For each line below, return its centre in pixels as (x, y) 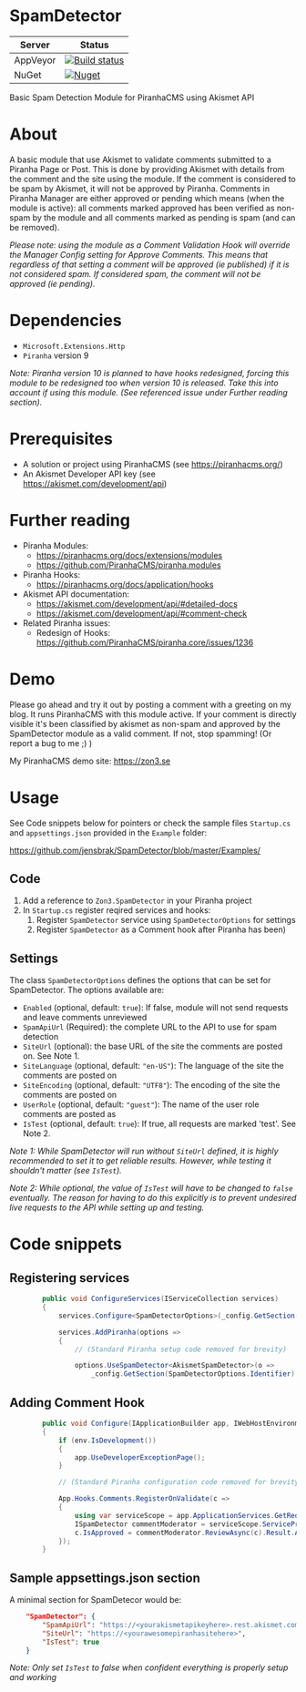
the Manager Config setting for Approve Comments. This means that (139, 254)
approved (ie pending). (52, 283)
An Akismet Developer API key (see (89, 474)
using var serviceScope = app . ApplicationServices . (174, 1515)
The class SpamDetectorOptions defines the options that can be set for (140, 980)
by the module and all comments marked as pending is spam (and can (164, 217)
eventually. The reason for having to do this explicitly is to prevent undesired (153, 1198)
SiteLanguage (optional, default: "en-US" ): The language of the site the (153, 1066)
